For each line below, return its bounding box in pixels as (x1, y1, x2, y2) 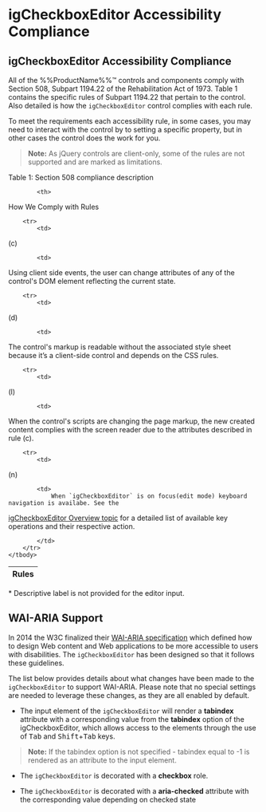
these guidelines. (8, 658, 65, 668)
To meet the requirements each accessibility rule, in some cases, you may (8, 116, 252, 125)
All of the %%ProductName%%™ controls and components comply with (8, 76, 244, 85)
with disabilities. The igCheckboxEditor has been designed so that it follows (8, 649, 255, 659)
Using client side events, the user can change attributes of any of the (8, 268, 235, 277)
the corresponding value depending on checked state (19, 794, 197, 804)
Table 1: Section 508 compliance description (8, 173, 154, 182)
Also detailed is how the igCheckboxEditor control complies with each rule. (8, 101, 253, 110)
